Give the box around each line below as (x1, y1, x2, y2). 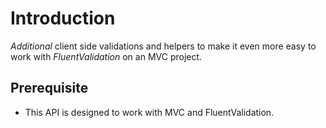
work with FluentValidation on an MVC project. (10, 50, 203, 62)
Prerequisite (10, 80, 89, 97)
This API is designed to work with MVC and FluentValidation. (24, 106, 275, 118)
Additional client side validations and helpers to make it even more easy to (10, 40, 317, 52)
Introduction (10, 7, 116, 30)
